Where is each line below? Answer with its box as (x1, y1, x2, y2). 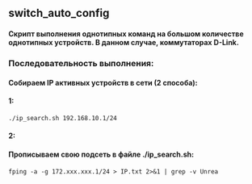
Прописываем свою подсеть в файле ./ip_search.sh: (8, 149, 195, 159)
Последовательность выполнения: (8, 57, 154, 69)
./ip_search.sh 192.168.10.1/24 (8, 114, 117, 122)
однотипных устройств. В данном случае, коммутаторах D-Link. (8, 37, 240, 47)
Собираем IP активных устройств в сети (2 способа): (8, 77, 198, 87)
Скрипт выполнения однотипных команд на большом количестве (8, 28, 244, 39)
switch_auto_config (8, 6, 110, 20)
